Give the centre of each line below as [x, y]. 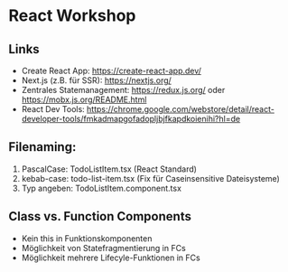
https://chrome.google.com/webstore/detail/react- [180, 109]
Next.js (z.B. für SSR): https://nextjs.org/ [97, 80]
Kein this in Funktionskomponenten [87, 238]
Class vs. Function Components [100, 216]
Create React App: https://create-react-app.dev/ [111, 70]
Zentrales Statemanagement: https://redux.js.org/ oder [123, 90]
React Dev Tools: [53, 109]
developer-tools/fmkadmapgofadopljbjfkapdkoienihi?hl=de [131, 119]
